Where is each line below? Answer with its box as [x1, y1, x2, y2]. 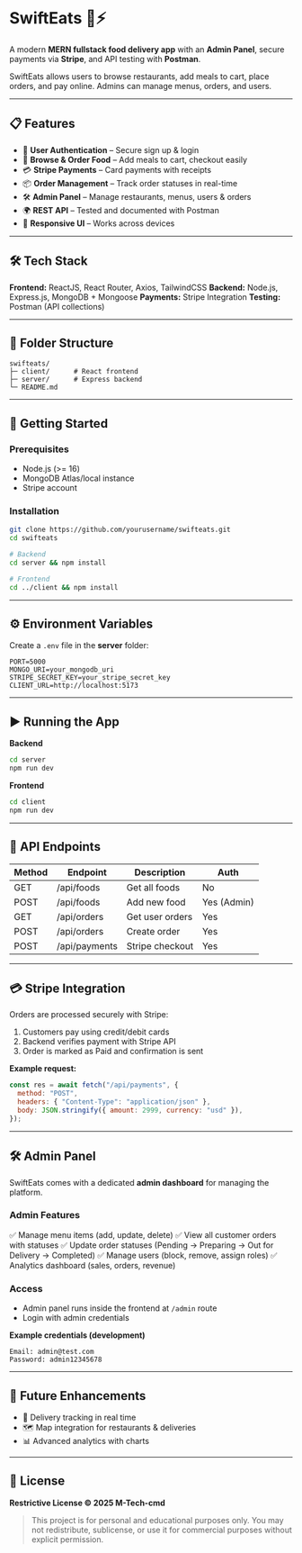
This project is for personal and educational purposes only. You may [31, 1514, 285, 1525]
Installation [9, 504, 60, 517]
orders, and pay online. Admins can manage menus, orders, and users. [9, 80, 272, 91]
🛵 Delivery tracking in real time [22, 1412, 137, 1422]
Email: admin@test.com [9, 1348, 94, 1357]
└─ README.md [9, 383, 58, 393]
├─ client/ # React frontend [9, 367, 139, 376]
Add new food [126, 896, 186, 908]
